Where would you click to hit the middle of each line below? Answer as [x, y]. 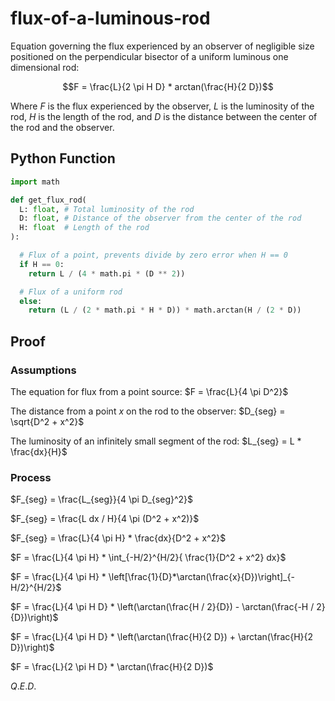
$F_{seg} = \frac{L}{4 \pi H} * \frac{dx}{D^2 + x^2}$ [118, 538]
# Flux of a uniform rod [71, 292]
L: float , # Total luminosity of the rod [107, 209]
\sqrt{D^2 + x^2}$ [47, 421]
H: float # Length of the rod [84, 228]
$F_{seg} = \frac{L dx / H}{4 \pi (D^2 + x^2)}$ [105, 519]
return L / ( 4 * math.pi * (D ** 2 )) [107, 273]
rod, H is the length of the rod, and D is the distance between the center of [164, 116]
